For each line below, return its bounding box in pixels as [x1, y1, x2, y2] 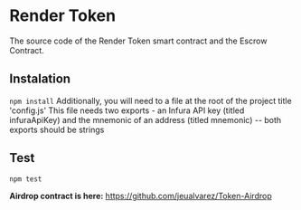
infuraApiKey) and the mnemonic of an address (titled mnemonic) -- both [9, 114, 282, 125]
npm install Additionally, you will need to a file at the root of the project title [9, 95, 292, 106]
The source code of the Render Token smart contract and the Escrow [9, 35, 268, 46]
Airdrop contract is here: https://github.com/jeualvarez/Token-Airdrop [9, 190, 273, 201]
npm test [9, 174, 42, 184]
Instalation [9, 72, 71, 87]
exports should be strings [9, 124, 105, 135]
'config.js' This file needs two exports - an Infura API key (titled [9, 105, 245, 116]
